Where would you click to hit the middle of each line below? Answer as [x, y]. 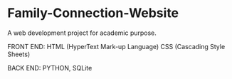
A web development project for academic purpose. [82, 33]
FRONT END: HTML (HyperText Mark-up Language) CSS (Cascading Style [116, 46]
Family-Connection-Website [93, 13]
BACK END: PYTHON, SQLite [50, 68]
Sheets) [19, 54]
